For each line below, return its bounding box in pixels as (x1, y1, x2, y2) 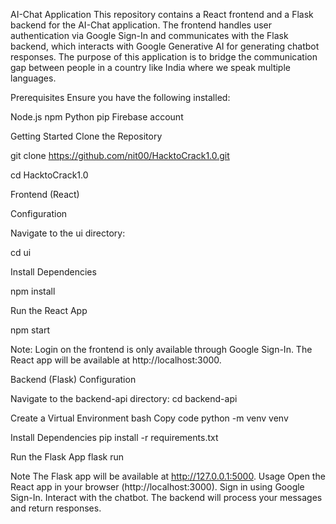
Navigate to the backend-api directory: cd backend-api (10, 393, 238, 404)
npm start (10, 324, 51, 336)
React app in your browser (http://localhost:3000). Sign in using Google (10, 481, 305, 493)
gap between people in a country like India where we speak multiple (10, 62, 291, 73)
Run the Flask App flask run (10, 451, 124, 463)
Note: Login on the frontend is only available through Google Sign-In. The (10, 344, 313, 355)
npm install (10, 285, 56, 297)
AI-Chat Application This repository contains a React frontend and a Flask (10, 9, 314, 20)
